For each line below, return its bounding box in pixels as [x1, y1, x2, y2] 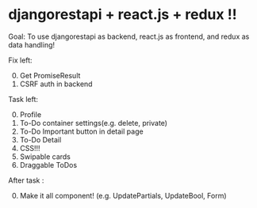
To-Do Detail [19, 134, 62, 144]
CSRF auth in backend [19, 79, 93, 89]
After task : [8, 176, 44, 185]
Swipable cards [19, 152, 71, 161]
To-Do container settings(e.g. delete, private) [19, 118, 168, 127]
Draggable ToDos [19, 160, 78, 169]
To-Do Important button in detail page [19, 127, 144, 136]
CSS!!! [19, 143, 41, 153]
